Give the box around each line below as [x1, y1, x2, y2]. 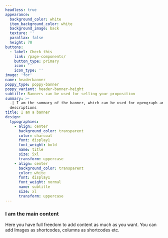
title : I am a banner [5, 110, 50, 115]
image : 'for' [5, 73, 32, 78]
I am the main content [5, 210, 59, 217]
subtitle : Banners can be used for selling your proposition [5, 91, 135, 96]
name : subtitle [18, 184, 50, 189]
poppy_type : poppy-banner [5, 82, 59, 87]
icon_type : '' [14, 68, 43, 73]
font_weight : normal [18, 180, 61, 185]
